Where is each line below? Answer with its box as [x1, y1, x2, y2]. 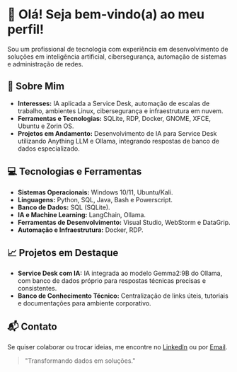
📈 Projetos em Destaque [7, 247, 119, 259]
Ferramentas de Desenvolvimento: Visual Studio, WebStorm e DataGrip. [17, 218, 231, 226]
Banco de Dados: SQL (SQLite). [17, 203, 111, 211]
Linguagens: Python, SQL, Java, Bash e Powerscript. [17, 195, 173, 204]
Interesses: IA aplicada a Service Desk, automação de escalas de [17, 99, 210, 107]
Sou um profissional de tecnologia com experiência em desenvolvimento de [7, 45, 229, 53]
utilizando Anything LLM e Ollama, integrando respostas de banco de [17, 136, 219, 145]
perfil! [7, 21, 45, 37]
